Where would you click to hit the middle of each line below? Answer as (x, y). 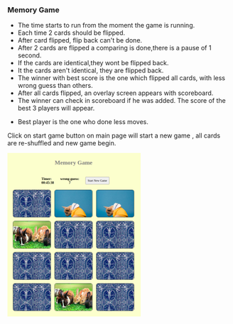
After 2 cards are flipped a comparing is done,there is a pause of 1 (114, 48)
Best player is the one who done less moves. (83, 122)
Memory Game (34, 10)
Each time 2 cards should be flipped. (71, 33)
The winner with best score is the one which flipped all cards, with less (121, 78)
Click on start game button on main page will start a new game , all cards (114, 135)
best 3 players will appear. (56, 108)
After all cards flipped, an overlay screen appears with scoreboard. (115, 93)
